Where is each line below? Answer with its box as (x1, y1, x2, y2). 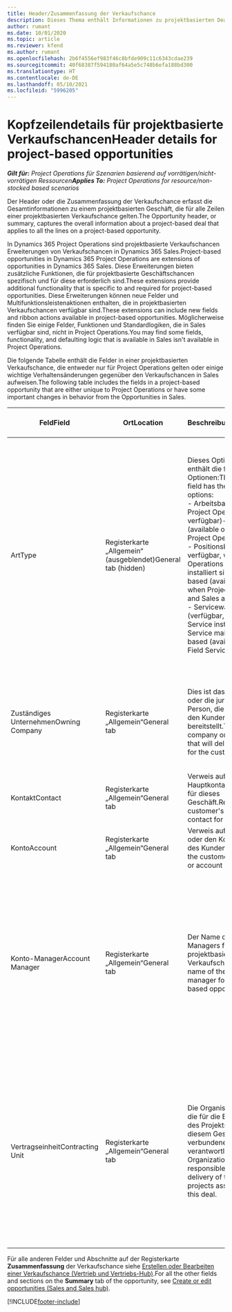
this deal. (187, 1190, 217, 1199)
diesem (187, 1129, 212, 1139)
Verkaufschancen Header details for (7, 132, 217, 147)
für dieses (187, 789, 220, 799)
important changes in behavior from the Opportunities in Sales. (7, 393, 186, 401)
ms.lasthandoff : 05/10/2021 (7, 81, 88, 88)
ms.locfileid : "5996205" (7, 87, 79, 94)
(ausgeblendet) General (105, 555, 181, 564)
